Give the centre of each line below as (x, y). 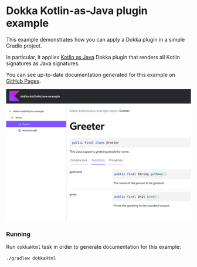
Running (18, 234)
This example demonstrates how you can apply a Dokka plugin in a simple (96, 39)
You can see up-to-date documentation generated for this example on (91, 75)
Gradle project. (24, 46)
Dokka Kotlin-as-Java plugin (77, 11)
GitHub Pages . (23, 81)
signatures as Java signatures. (43, 63)
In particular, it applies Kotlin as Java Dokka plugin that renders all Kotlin (93, 57)
